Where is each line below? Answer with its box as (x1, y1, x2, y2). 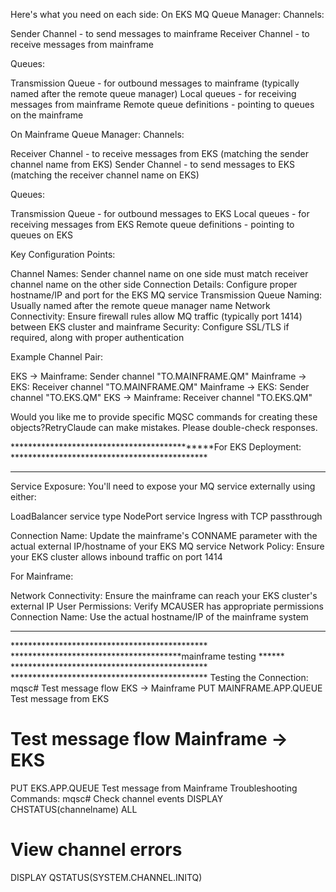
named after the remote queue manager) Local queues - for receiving (10, 88, 297, 99)
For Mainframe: (10, 570, 74, 582)
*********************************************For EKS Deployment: (10, 441, 302, 453)
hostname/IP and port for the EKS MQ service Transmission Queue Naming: (10, 289, 323, 301)
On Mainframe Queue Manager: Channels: (10, 129, 185, 140)
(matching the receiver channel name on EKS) (10, 169, 200, 181)
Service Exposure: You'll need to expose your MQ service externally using (10, 480, 316, 492)
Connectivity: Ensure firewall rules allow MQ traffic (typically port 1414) (10, 310, 303, 322)
